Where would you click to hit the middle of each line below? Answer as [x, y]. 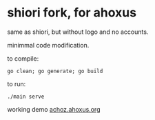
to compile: [23, 58]
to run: [17, 83]
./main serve [26, 97]
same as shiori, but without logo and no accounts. [78, 32]
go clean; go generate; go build [55, 71]
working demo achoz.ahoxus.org [54, 109]
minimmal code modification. [48, 45]
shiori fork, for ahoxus [72, 13]
